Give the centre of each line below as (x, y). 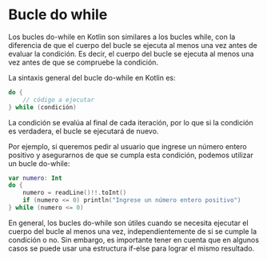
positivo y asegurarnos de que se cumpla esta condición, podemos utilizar (131, 155)
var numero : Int (35, 178)
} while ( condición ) (43, 107)
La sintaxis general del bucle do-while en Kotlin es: (92, 77)
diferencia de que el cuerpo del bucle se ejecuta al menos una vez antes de (133, 45)
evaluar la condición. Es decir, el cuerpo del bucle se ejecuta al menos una (131, 53)
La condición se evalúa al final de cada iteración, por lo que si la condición (131, 122)
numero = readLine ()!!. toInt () (75, 193)
